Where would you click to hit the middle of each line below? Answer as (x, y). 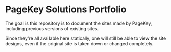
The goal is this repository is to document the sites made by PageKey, (79, 23)
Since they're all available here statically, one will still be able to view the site (86, 38)
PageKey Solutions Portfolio (66, 9)
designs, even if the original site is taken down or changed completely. (79, 43)
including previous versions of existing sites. (52, 28)
